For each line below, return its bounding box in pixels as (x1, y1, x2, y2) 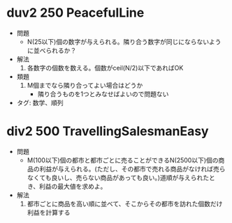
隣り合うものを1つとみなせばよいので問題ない (37, 89, 169, 98)
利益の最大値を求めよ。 (38, 182, 107, 190)
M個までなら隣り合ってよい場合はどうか (27, 81, 143, 89)
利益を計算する (27, 208, 71, 217)
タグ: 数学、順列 (16, 98, 64, 107)
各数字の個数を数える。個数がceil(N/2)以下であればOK (27, 63, 184, 72)
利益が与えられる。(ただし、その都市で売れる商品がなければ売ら (39, 164, 226, 173)
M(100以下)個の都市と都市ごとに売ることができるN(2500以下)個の (27, 155, 219, 164)
